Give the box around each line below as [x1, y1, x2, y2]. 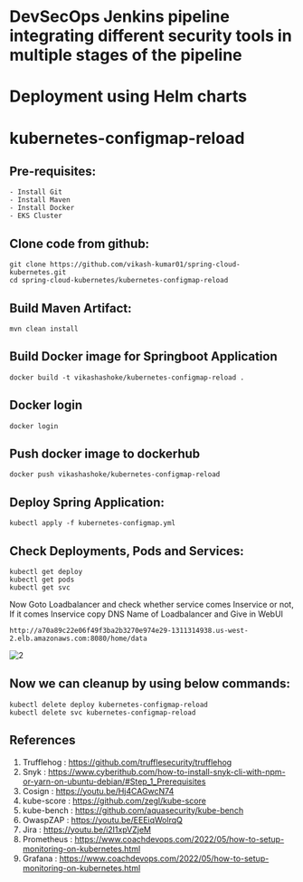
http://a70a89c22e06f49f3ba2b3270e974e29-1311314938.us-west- [9, 627, 249, 636]
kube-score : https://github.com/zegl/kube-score [22, 795, 206, 806]
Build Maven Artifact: [9, 301, 132, 316]
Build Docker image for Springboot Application [9, 349, 278, 364]
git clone [9, 260, 47, 269]
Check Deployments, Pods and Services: [9, 543, 244, 559]
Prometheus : [22, 833, 73, 844]
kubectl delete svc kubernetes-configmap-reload [9, 708, 196, 717]
